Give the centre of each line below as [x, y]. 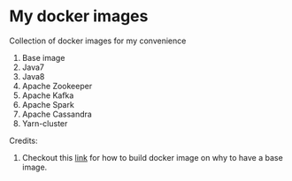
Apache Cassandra [57, 114]
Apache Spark [48, 104]
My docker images [79, 16]
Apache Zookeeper [57, 86]
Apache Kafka [48, 95]
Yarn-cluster [45, 123]
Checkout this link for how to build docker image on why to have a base [152, 157]
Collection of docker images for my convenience [98, 41]
